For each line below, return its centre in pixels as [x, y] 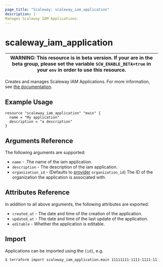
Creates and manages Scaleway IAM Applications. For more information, [78, 82]
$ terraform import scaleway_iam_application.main [57, 260]
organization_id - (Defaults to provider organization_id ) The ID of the [82, 172]
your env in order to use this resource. [81, 70]
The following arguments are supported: [45, 152]
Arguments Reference [39, 141]
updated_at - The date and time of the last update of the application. [80, 219]
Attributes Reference [37, 193]
